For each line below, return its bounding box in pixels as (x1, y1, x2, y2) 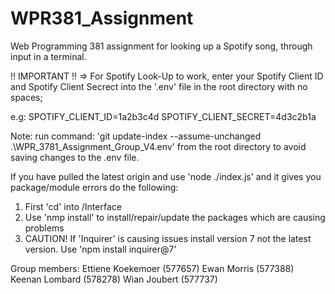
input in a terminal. (10, 50, 87, 62)
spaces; (10, 91, 43, 103)
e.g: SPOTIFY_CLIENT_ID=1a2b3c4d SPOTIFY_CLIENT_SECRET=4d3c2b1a (10, 110, 317, 122)
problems (24, 222, 65, 234)
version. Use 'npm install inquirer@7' (24, 243, 177, 255)
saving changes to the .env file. (10, 151, 140, 163)
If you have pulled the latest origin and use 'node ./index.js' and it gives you (10, 170, 322, 182)
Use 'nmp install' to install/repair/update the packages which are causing (24, 211, 326, 223)
